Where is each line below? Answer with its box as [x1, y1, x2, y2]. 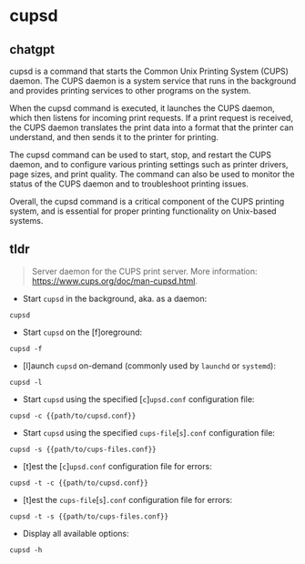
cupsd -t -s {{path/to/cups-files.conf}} [9, 511, 169, 521]
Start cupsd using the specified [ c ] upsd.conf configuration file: [22, 393, 255, 405]
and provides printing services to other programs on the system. [9, 86, 251, 96]
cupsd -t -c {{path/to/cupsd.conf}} [9, 478, 148, 488]
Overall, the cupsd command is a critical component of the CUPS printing [9, 196, 285, 206]
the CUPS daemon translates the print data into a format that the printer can [9, 122, 294, 133]
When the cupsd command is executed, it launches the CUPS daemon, [9, 103, 275, 114]
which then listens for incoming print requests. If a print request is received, [9, 113, 294, 123]
